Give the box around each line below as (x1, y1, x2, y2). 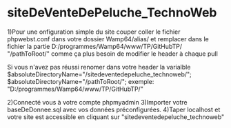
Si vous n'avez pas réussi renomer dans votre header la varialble (7, 63, 191, 71)
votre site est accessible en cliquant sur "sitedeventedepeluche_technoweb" (7, 112, 225, 121)
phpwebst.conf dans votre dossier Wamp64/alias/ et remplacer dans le (7, 34, 209, 43)
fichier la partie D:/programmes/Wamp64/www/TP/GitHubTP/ (7, 42, 183, 50)
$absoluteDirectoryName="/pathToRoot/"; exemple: (7, 77, 154, 85)
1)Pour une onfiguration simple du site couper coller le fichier (7, 28, 181, 36)
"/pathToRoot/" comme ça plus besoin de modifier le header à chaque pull (7, 50, 219, 58)
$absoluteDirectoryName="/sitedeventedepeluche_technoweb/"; (7, 70, 192, 78)
